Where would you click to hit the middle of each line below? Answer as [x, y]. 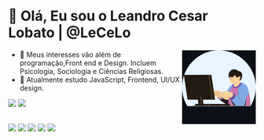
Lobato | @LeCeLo [70, 33]
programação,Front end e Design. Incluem [88, 63]
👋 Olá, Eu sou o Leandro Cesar [108, 16]
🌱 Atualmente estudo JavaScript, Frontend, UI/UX [100, 79]
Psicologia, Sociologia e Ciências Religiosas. [91, 71]
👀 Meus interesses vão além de [70, 54]
